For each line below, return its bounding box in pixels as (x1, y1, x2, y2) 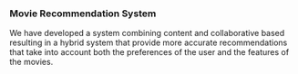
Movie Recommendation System (9, 7, 157, 20)
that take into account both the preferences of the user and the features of (9, 47, 290, 58)
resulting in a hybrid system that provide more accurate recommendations (9, 37, 288, 48)
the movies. (9, 57, 54, 68)
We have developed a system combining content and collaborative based (9, 28, 285, 39)
